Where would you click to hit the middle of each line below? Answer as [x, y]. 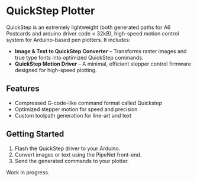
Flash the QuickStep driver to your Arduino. [67, 148]
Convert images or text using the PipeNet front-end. [78, 154]
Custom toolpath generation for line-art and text [73, 115]
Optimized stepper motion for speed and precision [76, 109]
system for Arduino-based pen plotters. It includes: [68, 40]
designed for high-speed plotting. [56, 70]
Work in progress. [28, 172]
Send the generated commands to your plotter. [72, 161]
